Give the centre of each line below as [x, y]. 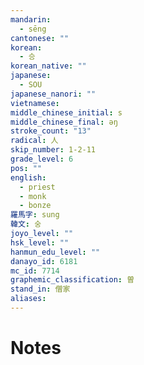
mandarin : [31, 19]
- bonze [35, 206]
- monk [33, 196]
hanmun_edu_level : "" [55, 252]
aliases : [28, 299]
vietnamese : [35, 103]
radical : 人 [34, 141]
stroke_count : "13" [51, 131]
